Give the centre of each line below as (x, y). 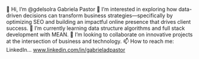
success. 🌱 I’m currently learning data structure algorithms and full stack (96, 28)
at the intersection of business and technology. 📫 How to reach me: (90, 41)
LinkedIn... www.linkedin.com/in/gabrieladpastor (66, 50)
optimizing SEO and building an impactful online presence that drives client (99, 22)
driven (14, 15)
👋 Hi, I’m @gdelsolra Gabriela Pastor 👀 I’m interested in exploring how (92, 9)
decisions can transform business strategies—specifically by (98, 15)
